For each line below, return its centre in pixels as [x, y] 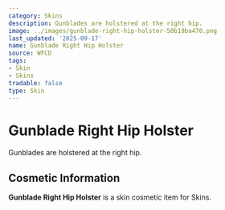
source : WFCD [30, 53]
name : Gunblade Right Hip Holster [66, 46]
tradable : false [35, 83]
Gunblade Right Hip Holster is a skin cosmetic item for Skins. [110, 197]
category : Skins [35, 16]
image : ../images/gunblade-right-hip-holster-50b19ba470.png [113, 31]
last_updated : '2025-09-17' [55, 38]
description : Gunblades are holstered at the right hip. [106, 23]
